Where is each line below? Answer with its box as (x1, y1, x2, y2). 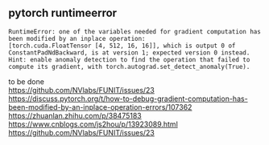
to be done (8, 76, 44, 87)
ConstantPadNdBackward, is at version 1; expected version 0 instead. (8, 48, 250, 57)
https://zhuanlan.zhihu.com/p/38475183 (8, 111, 143, 120)
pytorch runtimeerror (8, 6, 118, 20)
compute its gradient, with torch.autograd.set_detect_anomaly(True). (8, 62, 250, 70)
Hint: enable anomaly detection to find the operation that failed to (8, 55, 250, 63)
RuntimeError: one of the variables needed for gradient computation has (8, 27, 262, 35)
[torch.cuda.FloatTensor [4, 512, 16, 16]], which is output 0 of (8, 42, 236, 50)
